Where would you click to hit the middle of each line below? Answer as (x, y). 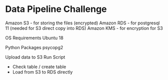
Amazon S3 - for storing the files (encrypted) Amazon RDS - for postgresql (82, 23)
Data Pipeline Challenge (56, 9)
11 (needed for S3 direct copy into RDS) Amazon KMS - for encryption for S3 (84, 28)
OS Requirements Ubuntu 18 (34, 38)
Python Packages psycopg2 (34, 47)
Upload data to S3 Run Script (35, 57)
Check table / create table (39, 67)
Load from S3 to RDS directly (42, 72)
